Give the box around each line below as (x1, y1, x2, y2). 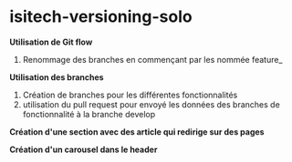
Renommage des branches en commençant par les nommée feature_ (22, 54, 283, 65)
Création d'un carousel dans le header (9, 144, 158, 155)
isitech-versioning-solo (9, 6, 193, 27)
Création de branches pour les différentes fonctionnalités (22, 89, 238, 100)
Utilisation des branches (9, 71, 104, 83)
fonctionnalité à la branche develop (22, 108, 156, 119)
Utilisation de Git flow (9, 36, 93, 47)
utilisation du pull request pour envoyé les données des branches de (22, 98, 280, 110)
